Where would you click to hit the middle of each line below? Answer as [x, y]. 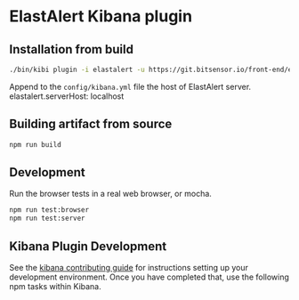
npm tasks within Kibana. [56, 286]
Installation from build [71, 49]
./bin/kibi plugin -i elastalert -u [77, 69]
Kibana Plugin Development [88, 246]
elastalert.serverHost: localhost [67, 96]
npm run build [36, 144]
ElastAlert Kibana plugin [101, 16]
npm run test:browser [49, 210]
